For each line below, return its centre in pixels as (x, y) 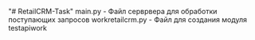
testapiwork (28, 28)
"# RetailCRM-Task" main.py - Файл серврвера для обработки (113, 11)
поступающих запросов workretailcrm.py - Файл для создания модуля (128, 20)
